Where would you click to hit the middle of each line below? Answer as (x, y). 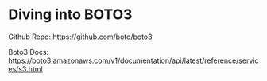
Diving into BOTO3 (70, 15)
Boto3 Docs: (29, 52)
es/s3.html (25, 68)
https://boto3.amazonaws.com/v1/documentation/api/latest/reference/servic (133, 60)
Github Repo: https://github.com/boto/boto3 (80, 37)
